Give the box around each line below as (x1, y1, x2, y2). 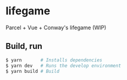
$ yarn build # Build (5, 68, 60, 74)
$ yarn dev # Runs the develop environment (5, 63, 121, 69)
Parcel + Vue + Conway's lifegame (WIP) (5, 24, 107, 31)
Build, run (5, 41, 43, 51)
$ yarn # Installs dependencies (5, 57, 102, 63)
